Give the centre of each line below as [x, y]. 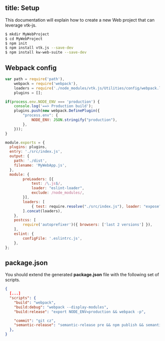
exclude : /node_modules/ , [58, 193]
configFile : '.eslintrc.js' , [53, 238]
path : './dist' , [31, 161]
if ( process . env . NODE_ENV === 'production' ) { [52, 102]
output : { [19, 156]
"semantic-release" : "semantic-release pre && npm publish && [79, 325]
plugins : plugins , [28, 147]
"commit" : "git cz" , [35, 321]
